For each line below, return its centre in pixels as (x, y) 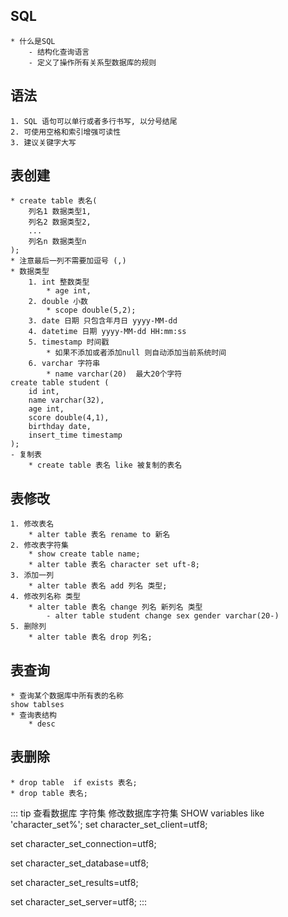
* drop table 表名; (49, 793)
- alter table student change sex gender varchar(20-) (163, 616)
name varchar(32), (66, 400)
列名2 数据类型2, (60, 222)
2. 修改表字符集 (39, 545)
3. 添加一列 (32, 575)
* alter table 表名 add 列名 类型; (98, 586)
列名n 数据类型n (57, 242)
